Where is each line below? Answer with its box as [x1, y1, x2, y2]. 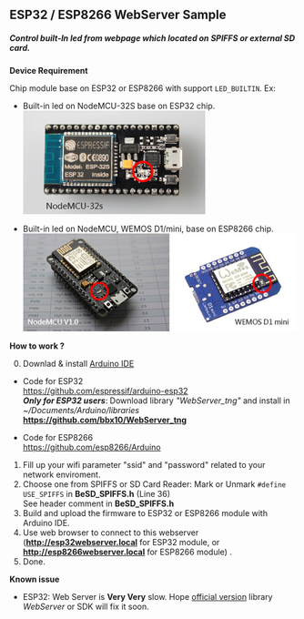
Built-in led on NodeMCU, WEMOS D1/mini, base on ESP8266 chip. [22, 223, 275, 235]
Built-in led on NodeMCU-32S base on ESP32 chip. [22, 100, 216, 112]
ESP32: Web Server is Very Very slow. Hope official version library [22, 591, 273, 602]
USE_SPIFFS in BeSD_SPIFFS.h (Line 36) [22, 488, 171, 499]
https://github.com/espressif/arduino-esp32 [22, 385, 188, 396]
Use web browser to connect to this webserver [22, 527, 199, 538]
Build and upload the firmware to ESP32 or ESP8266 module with [22, 507, 269, 518]
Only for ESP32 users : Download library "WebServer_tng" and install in [22, 395, 291, 406]
